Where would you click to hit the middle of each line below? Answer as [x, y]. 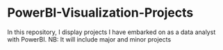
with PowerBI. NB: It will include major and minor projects [89, 39]
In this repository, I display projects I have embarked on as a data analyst [111, 32]
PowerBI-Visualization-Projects [100, 13]
